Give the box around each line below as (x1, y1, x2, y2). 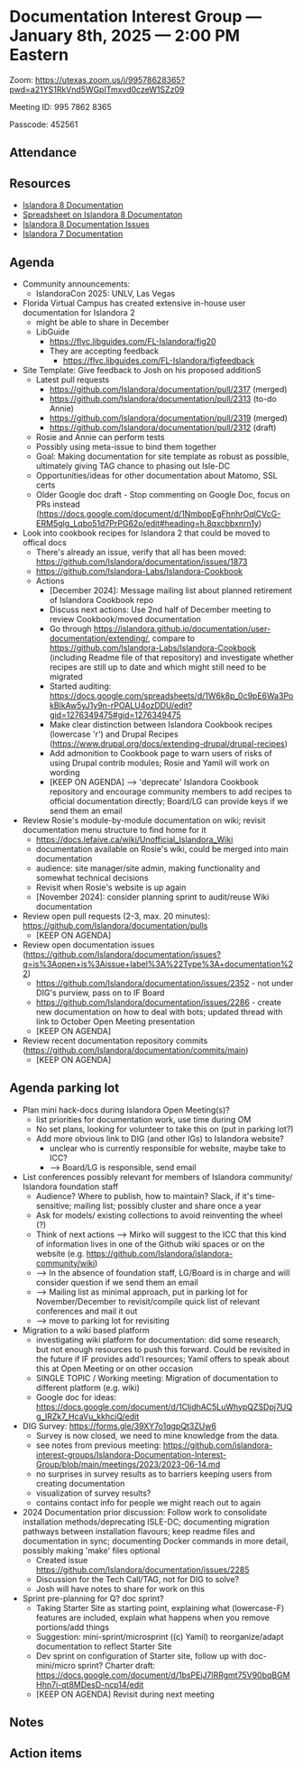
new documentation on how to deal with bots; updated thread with (35, 1006, 283, 1017)
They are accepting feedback (49, 345, 160, 356)
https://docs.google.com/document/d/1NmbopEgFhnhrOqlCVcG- (39, 508, 281, 519)
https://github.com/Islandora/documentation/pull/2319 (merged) (49, 412, 289, 423)
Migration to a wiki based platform (22, 1324, 151, 1335)
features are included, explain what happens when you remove (35, 1612, 271, 1623)
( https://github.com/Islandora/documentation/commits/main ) (22, 1044, 249, 1056)
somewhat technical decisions (35, 872, 149, 883)
